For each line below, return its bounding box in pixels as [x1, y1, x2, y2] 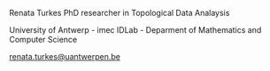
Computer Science [9, 35, 78, 44]
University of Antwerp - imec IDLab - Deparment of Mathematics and [9, 25, 262, 35]
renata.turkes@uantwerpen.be [9, 51, 121, 61]
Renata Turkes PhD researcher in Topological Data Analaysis [9, 8, 230, 18]
